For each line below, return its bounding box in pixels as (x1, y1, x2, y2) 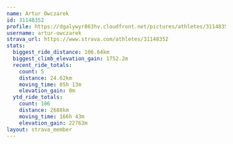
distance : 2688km (19, 107, 70, 114)
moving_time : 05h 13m (19, 81, 81, 88)
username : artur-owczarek (6, 29, 81, 37)
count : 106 (19, 100, 51, 107)
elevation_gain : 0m (19, 87, 76, 94)
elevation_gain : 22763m (19, 119, 88, 127)
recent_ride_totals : (13, 62, 72, 69)
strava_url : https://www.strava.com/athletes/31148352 (6, 36, 169, 43)
